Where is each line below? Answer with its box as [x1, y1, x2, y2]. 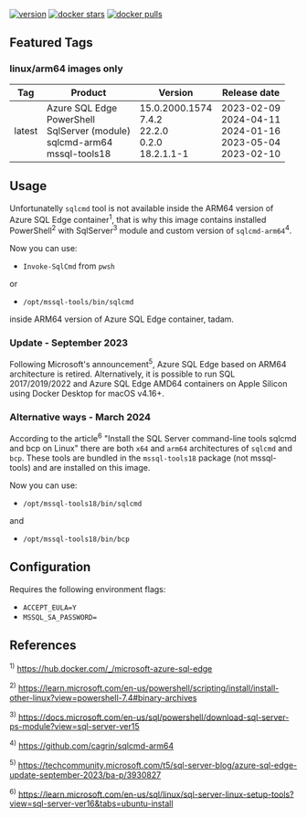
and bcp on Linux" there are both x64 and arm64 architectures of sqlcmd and [9, 442, 292, 453]
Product [70, 86, 107, 99]
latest [14, 124, 38, 137]
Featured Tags [9, 35, 93, 50]
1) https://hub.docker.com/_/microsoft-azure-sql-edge [9, 662, 213, 674]
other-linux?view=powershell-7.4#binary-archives [9, 692, 197, 703]
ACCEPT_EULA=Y [22, 603, 77, 612]
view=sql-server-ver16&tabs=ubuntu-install [9, 798, 174, 809]
